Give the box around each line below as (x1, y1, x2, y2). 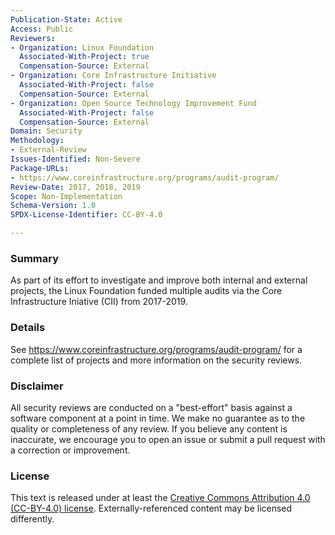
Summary (10, 251, 60, 265)
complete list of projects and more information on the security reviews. (10, 354, 303, 366)
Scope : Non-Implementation (10, 191, 123, 201)
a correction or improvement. (10, 444, 131, 456)
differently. (10, 513, 55, 525)
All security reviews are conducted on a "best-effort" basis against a (10, 401, 293, 413)
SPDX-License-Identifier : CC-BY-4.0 (10, 210, 163, 220)
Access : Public (10, 24, 74, 34)
